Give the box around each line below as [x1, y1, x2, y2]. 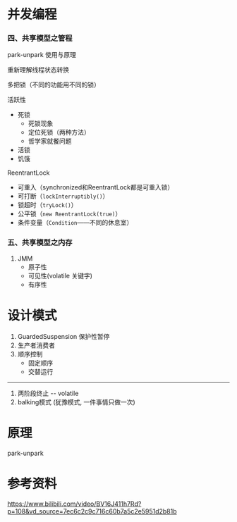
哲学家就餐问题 [28, 137, 72, 145]
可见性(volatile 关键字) [28, 271, 93, 280]
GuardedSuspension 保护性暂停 [17, 332, 110, 340]
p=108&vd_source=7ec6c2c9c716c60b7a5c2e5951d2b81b [7, 507, 178, 515]
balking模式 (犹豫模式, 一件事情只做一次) [17, 397, 135, 406]
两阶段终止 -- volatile [17, 389, 79, 397]
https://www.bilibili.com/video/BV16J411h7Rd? [7, 499, 142, 508]
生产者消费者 [17, 341, 55, 349]
